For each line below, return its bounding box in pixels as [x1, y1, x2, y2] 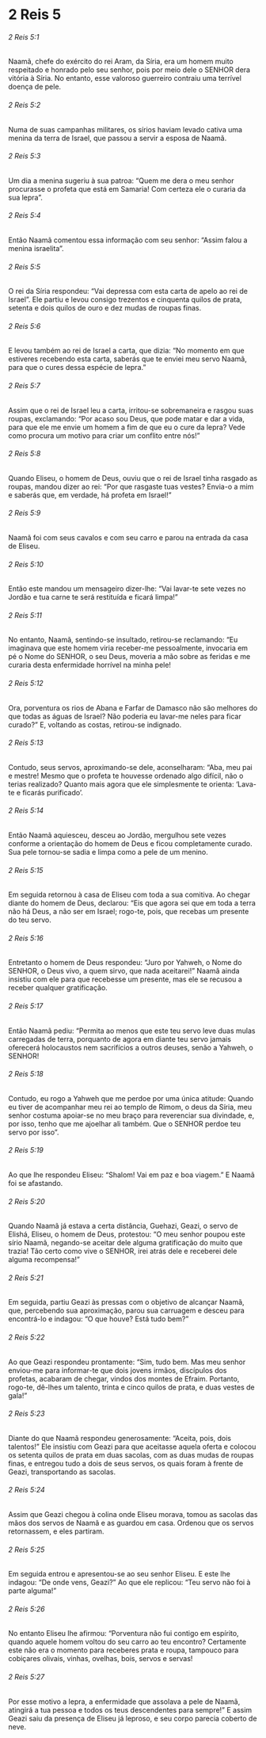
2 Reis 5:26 [8, 1604, 45, 1614]
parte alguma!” [8, 1586, 57, 1595]
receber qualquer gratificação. [8, 983, 108, 993]
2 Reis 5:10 [8, 559, 44, 569]
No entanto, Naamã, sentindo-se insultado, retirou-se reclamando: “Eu [8, 635, 238, 645]
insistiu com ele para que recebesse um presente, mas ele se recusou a [8, 974, 243, 984]
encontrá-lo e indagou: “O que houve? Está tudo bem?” [8, 1314, 189, 1324]
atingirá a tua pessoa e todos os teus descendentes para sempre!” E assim [8, 1705, 253, 1714]
